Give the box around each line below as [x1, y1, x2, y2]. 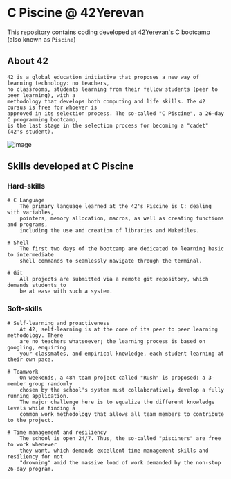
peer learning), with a [7, 92, 76, 98]
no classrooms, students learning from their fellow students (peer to [7, 85, 218, 93]
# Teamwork [7, 368, 39, 375]
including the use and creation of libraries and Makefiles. [19, 227, 199, 234]
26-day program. [7, 465, 54, 472]
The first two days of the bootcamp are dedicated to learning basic [19, 245, 225, 252]
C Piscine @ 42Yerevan [7, 5, 145, 21]
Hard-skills [7, 182, 46, 191]
